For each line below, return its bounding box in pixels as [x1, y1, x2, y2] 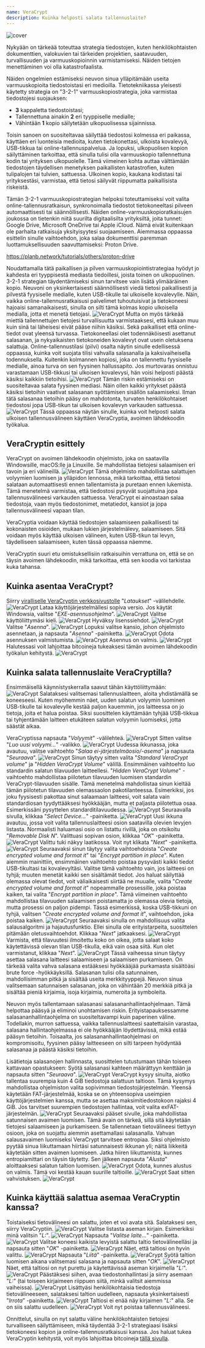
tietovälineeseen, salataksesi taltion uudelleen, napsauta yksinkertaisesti [6, 1290, 190, 1297]
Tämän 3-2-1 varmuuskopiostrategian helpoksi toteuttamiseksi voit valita [6, 195, 190, 202]
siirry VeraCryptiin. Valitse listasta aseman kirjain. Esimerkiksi [6, 1225, 194, 1232]
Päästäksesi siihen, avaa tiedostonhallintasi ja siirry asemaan [39, 1270, 193, 1278]
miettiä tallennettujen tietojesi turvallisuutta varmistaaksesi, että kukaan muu [6, 316, 199, 324]
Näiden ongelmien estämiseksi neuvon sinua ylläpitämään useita [6, 75, 170, 82]
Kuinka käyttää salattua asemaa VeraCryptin [6, 1193, 181, 1203]
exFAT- [161, 1103, 179, 1110]
